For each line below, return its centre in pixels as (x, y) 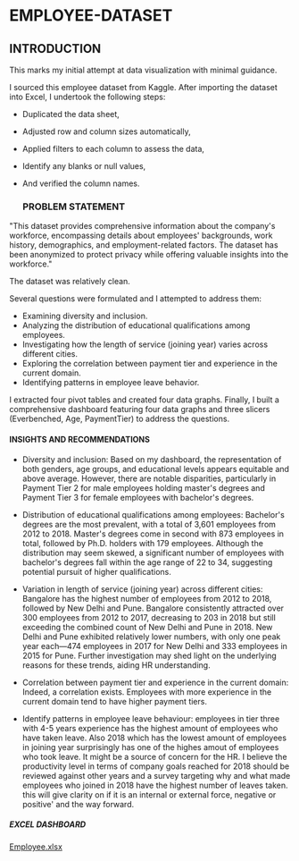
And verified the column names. (81, 183)
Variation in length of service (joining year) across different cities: (142, 589)
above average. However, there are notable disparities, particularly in (149, 478)
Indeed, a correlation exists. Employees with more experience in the (147, 692)
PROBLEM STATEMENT (74, 207)
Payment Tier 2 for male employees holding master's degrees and (143, 487)
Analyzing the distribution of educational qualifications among (136, 325)
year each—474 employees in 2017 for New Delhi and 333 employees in (155, 646)
